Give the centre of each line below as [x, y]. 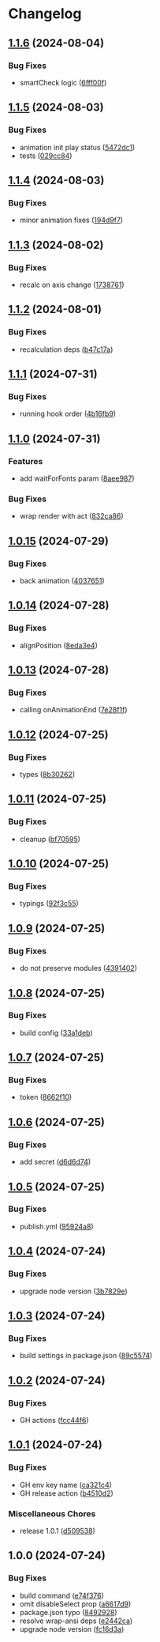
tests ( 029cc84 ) [46, 156]
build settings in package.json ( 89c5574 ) [86, 1356]
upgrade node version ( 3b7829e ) [73, 1291]
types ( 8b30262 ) [47, 775]
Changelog [45, 14]
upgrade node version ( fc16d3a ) [72, 1629]
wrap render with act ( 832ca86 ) [71, 516]
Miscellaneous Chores [52, 1513]
